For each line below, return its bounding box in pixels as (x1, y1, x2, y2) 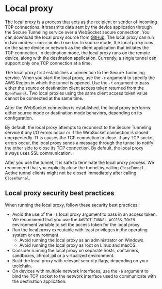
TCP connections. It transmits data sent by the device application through (5, 24, 152, 30)
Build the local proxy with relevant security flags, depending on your (12, 257, 149, 263)
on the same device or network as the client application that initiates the (5, 45, 149, 50)
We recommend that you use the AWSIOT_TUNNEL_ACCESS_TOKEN (12, 216, 135, 222)
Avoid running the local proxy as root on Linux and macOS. (19, 242, 137, 248)
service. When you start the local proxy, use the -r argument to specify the (5, 75, 155, 80)
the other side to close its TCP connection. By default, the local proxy (5, 145, 144, 151)
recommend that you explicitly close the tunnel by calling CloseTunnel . (5, 164, 146, 170)
